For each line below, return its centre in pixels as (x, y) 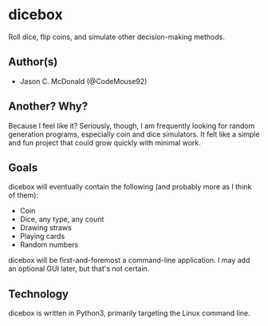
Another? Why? (48, 107)
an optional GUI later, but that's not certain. (79, 268)
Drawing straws (45, 228)
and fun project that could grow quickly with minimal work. (104, 142)
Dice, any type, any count (62, 219)
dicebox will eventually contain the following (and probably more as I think (130, 187)
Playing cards (42, 237)
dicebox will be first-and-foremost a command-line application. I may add (129, 260)
